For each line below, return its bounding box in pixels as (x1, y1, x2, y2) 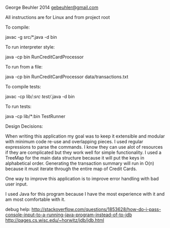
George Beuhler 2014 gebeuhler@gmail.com (5, 5, 98, 10)
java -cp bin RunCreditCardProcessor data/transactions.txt (5, 74, 129, 80)
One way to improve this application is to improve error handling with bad (5, 176, 159, 181)
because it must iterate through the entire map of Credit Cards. (5, 166, 137, 172)
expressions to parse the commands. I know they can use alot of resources (5, 144, 163, 150)
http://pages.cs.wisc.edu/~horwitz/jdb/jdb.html (5, 217, 104, 223)
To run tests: (5, 103, 32, 109)
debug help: (5, 207, 31, 212)
